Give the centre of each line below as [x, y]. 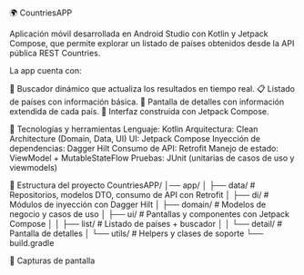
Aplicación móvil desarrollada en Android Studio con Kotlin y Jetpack [139, 34]
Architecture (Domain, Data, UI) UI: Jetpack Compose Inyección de [135, 138]
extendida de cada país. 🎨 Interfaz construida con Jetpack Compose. [139, 111]
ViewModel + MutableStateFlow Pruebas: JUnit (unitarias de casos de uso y [152, 158]
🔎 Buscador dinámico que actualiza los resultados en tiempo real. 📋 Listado [152, 88]
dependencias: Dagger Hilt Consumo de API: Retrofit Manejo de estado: [144, 148]
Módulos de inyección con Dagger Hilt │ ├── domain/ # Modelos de [138, 204]
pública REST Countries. [55, 53]
